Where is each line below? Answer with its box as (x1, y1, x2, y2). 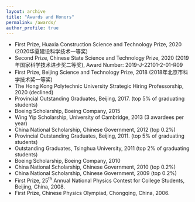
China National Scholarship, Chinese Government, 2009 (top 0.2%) (14, 170, 177, 177)
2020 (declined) (14, 89, 54, 96)
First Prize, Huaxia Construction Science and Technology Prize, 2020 (14, 41, 182, 48)
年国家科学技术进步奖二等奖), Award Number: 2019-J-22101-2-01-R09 (14, 61, 183, 69)
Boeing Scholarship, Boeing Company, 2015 (14, 108, 121, 115)
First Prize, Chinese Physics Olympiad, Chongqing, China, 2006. (14, 189, 170, 196)
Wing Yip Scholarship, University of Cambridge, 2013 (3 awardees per (14, 114, 184, 121)
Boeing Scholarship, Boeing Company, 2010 (14, 158, 121, 165)
